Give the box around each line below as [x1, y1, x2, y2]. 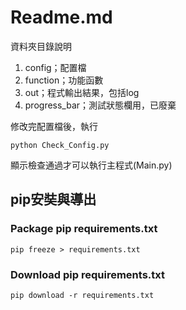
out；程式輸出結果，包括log [24, 86, 140, 98]
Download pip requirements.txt [10, 267, 165, 281]
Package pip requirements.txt [10, 222, 158, 236]
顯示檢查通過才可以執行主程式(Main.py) [10, 159, 173, 171]
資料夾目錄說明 [10, 40, 72, 52]
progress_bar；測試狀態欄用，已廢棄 [24, 99, 177, 111]
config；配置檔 [24, 61, 87, 73]
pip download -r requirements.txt [10, 290, 155, 300]
